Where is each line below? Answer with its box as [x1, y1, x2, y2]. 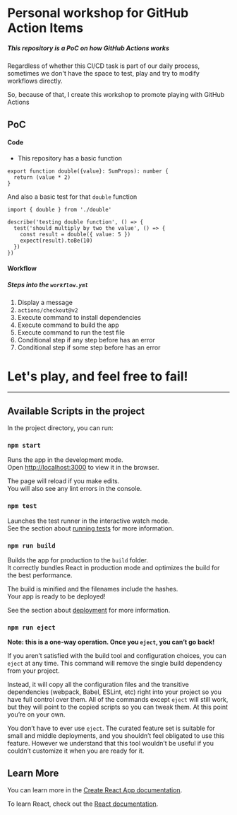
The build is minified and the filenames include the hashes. [7, 584, 178, 593]
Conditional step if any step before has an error [17, 336, 155, 345]
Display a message [17, 299, 73, 307]
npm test [7, 502, 37, 510]
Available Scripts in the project [7, 405, 145, 417]
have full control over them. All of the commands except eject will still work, [7, 695, 229, 704]
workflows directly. [7, 76, 63, 86]
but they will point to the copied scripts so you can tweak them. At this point [7, 703, 228, 712]
